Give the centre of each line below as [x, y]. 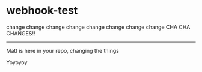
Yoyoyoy [17, 62]
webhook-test [42, 10]
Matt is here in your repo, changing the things [63, 50]
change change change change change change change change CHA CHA [98, 27]
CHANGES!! [21, 33]
